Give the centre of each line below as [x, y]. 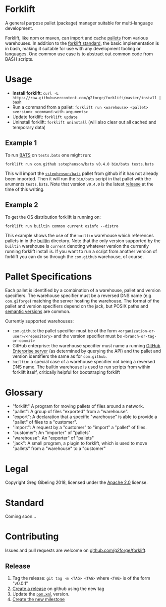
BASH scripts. [19, 59]
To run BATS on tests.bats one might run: [48, 155]
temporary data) [29, 127]
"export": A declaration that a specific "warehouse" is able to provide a [85, 417]
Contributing [32, 536]
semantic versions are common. [38, 311]
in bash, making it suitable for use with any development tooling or [73, 48]
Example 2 [22, 205]
